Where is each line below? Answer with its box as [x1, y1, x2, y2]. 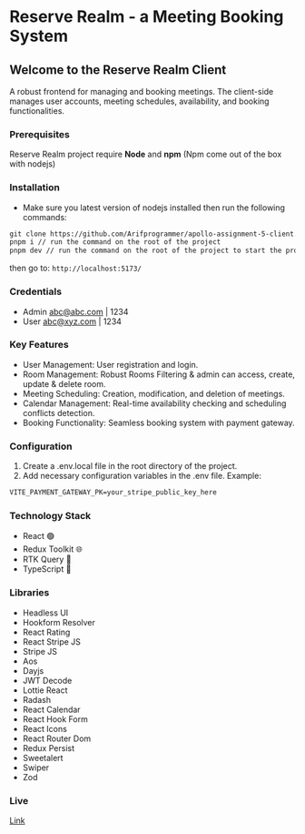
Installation [9, 181, 61, 194]
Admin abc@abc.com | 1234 [22, 306, 129, 317]
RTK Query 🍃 [22, 554, 72, 565]
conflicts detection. [22, 407, 95, 418]
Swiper [22, 762, 50, 773]
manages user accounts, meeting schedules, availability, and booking [9, 96, 270, 107]
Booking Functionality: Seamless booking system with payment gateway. [22, 417, 295, 428]
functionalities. [9, 106, 65, 116]
